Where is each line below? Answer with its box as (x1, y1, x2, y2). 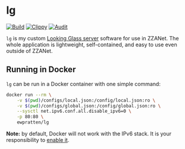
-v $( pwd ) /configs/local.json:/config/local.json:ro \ (17, 97, 156, 103)
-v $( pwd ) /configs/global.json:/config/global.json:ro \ (17, 103, 161, 109)
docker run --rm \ (6, 91, 52, 98)
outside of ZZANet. (6, 47, 53, 54)
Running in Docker (6, 65, 76, 75)
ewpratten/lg (17, 119, 49, 125)
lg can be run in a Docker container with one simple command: (6, 80, 161, 87)
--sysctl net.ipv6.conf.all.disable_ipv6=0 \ (17, 108, 132, 115)
